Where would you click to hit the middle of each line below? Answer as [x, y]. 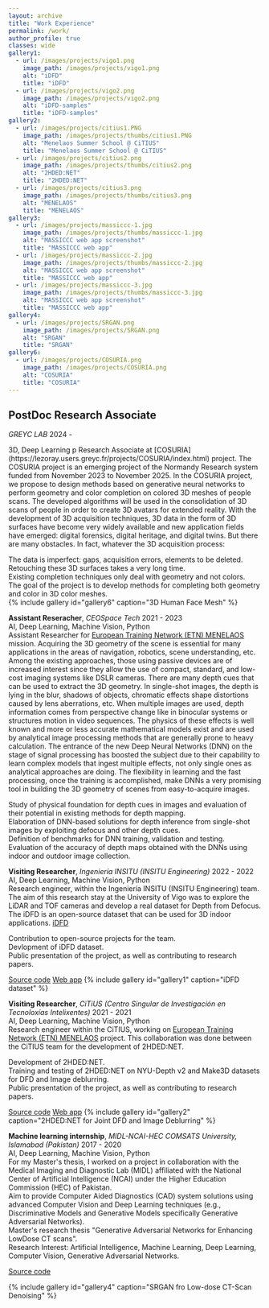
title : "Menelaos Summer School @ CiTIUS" [95, 151]
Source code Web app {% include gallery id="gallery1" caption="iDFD [124, 980]
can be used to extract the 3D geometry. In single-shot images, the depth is [134, 687]
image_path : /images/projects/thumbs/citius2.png [108, 166]
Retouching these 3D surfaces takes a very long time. [97, 568]
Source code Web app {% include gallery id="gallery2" [100, 1112]
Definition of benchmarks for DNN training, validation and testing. [116, 839]
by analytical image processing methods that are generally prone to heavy [131, 738]
